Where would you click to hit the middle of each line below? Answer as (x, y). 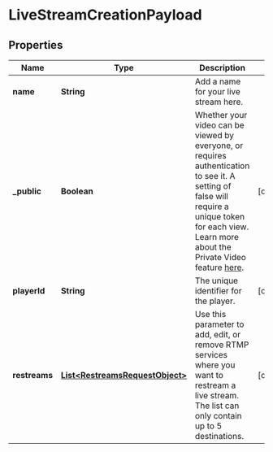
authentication (222, 166)
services (211, 355)
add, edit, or (218, 335)
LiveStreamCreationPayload (105, 15)
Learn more (217, 237)
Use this (210, 314)
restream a (215, 385)
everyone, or (219, 146)
